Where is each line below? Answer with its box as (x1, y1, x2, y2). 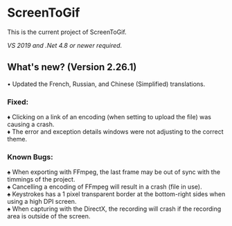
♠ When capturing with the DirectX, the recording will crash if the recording (7, 205, 222, 213)
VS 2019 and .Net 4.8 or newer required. (7, 41, 123, 49)
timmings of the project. (7, 175, 75, 184)
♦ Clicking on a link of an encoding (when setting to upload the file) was (7, 113, 211, 121)
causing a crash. (7, 120, 55, 129)
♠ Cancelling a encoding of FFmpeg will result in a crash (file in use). (7, 182, 202, 191)
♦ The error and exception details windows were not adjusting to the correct (7, 128, 224, 136)
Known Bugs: (7, 152, 53, 162)
